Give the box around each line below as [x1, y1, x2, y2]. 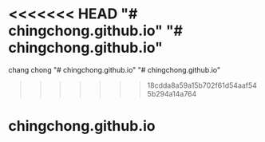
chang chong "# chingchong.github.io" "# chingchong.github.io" [8, 65, 221, 74]
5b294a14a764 [147, 89, 197, 98]
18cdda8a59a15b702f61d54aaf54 [147, 81, 258, 90]
